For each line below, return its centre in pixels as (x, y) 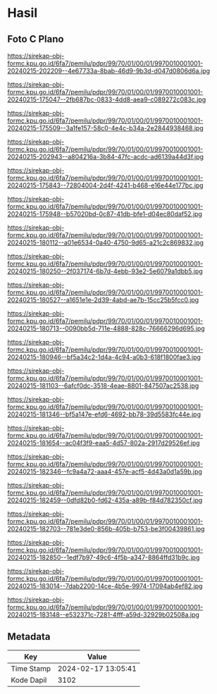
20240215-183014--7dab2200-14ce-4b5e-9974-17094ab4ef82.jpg (105, 586)
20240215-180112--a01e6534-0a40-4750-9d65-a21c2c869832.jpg (106, 242)
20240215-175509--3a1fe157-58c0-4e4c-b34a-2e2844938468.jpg (105, 128)
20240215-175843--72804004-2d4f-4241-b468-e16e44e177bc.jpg (105, 185)
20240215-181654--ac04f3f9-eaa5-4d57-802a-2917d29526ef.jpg (104, 443)
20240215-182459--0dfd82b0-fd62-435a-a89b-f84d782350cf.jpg (105, 500)
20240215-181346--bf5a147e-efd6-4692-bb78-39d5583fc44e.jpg (104, 414)
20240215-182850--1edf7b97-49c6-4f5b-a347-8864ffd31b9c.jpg (104, 557)
